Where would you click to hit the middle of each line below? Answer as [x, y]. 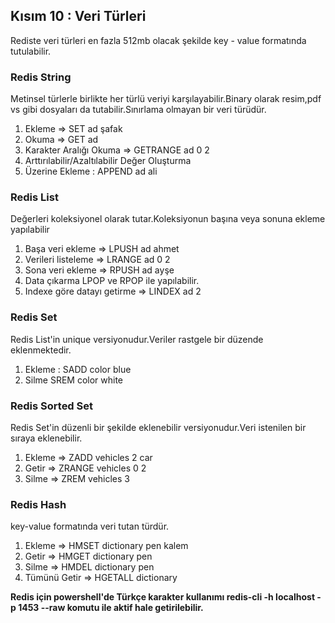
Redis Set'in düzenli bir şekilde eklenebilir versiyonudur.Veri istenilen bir [158, 427]
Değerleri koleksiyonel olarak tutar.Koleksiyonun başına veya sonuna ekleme [168, 219]
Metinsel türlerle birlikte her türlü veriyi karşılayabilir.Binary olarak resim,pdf [166, 99]
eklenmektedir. [41, 350]
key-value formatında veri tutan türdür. [90, 526]
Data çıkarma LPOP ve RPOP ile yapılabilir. [112, 281]
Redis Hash [38, 504]
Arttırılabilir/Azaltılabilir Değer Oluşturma [108, 161]
